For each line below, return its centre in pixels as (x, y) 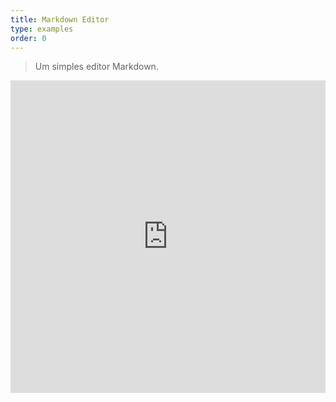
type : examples (42, 29)
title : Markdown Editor (60, 19)
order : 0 (28, 38)
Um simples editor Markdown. (96, 67)
